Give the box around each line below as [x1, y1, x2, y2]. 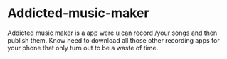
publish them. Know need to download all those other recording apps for [7, 36, 220, 44]
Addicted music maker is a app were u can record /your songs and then [7, 28, 218, 37]
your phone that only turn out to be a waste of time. [7, 43, 159, 52]
